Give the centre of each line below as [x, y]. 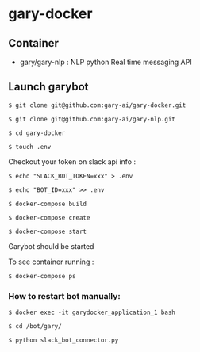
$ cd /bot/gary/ [35, 327]
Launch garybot [48, 87]
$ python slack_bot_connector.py [63, 341]
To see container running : [51, 262]
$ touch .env [30, 147]
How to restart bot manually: [64, 296]
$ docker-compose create [49, 218]
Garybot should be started [51, 246]
